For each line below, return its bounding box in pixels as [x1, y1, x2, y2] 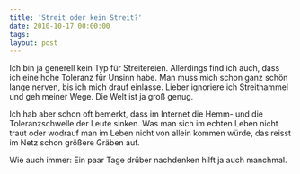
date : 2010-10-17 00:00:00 [9, 22, 110, 30]
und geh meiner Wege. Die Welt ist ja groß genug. [9, 91, 194, 102]
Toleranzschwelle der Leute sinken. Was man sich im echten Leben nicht [9, 118, 278, 129]
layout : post [9, 38, 58, 48]
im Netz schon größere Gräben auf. [9, 137, 140, 148]
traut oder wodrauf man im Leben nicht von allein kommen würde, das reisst [9, 127, 292, 139]
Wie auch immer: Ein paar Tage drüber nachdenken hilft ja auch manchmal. [9, 154, 287, 166]
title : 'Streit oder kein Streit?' [9, 13, 143, 22]
